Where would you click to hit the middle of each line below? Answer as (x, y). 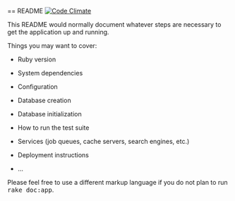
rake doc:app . (31, 190)
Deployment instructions (53, 155)
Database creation (44, 100)
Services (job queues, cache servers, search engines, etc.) (103, 141)
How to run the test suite (53, 128)
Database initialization (50, 114)
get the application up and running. (58, 32)
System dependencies (50, 73)
